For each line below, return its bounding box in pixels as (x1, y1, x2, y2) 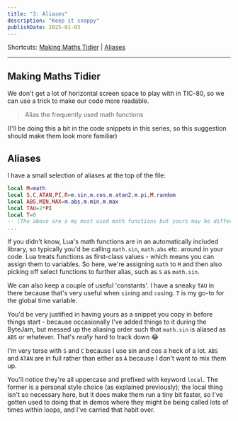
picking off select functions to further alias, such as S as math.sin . (7, 268, 200, 276)
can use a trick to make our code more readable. (7, 97, 149, 105)
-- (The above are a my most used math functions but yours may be (7, 218, 211, 225)
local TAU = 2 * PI (7, 204, 52, 212)
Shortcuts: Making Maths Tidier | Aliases (7, 43, 126, 52)
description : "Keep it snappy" (7, 17, 100, 24)
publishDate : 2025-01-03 (7, 23, 81, 31)
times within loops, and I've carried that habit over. (7, 405, 155, 414)
